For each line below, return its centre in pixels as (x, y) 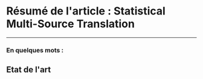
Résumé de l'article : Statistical (86, 11)
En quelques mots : (35, 50)
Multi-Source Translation (70, 24)
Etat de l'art (29, 70)
